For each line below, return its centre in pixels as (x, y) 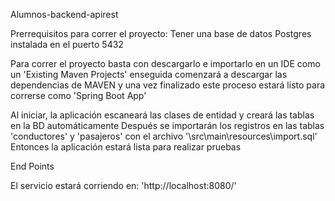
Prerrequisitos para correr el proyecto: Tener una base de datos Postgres (161, 33)
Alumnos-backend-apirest (64, 14)
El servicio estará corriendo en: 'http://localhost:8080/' (123, 185)
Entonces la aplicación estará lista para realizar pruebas (126, 147)
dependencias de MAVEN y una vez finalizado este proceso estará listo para (168, 85)
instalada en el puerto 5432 (67, 44)
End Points (32, 166)
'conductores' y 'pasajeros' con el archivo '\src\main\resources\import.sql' (164, 136)
